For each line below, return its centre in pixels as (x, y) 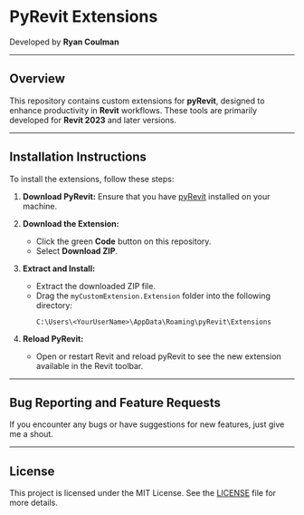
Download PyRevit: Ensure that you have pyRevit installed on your (146, 196)
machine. (40, 206)
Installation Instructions (78, 157)
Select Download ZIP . (77, 250)
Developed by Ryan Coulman (64, 42)
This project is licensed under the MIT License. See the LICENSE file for (143, 493)
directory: (54, 305)
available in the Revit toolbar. (90, 365)
